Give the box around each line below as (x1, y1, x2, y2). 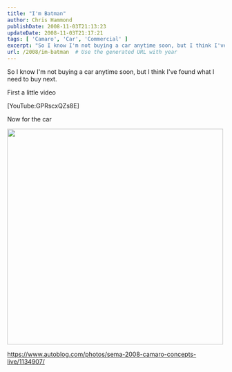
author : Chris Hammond (7, 17, 72, 23)
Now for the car (7, 115, 52, 123)
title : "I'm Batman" (7, 10, 67, 17)
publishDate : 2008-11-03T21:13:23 (7, 23, 107, 30)
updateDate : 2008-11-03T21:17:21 (7, 29, 104, 37)
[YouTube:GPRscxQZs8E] (7, 101, 79, 110)
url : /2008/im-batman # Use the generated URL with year (7, 49, 177, 56)
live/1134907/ (7, 357, 45, 366)
